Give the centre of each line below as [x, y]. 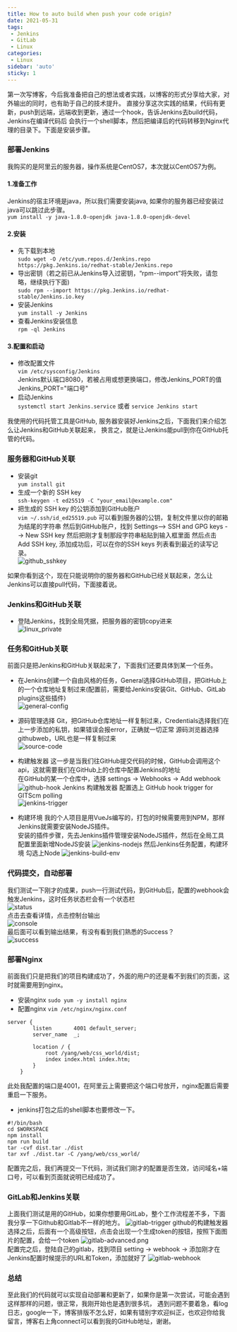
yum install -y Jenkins [53, 313]
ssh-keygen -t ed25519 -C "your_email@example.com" [95, 501]
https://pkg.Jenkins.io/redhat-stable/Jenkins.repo [95, 266]
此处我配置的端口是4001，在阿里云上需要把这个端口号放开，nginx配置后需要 [118, 1086]
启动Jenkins [35, 397]
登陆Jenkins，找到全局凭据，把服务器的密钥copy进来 [95, 621]
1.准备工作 [22, 184]
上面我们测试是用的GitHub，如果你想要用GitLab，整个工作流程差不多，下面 [116, 1214]
